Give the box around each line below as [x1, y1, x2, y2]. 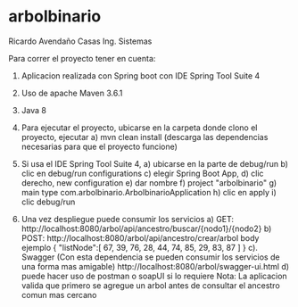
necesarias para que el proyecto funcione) [21, 141, 178, 152]
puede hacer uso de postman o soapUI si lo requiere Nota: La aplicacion [21, 270, 287, 281]
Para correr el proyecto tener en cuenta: [8, 53, 156, 63]
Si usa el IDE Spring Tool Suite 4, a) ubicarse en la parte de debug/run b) [21, 158, 289, 169]
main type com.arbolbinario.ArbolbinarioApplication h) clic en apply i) [21, 187, 277, 197]
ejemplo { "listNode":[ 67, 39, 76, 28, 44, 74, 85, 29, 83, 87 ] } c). [21, 242, 258, 253]
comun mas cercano [21, 289, 97, 300]
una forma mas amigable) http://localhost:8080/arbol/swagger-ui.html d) [21, 261, 290, 271]
